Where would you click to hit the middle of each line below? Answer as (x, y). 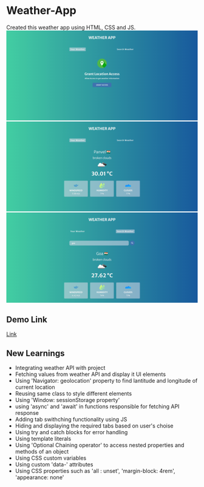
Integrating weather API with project (60, 368)
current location (35, 387)
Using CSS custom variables (51, 458)
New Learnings (36, 353)
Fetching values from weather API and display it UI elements (90, 374)
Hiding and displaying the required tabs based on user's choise (94, 426)
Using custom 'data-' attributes (54, 465)
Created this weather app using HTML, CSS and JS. (71, 27)
